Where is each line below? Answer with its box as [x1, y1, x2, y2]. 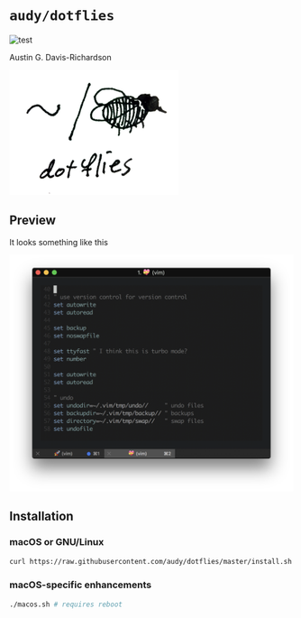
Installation [9, 508, 74, 523]
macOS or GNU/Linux [9, 535, 105, 548]
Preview [9, 213, 57, 228]
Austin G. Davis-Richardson [9, 51, 112, 62]
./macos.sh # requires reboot [9, 600, 123, 609]
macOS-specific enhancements [9, 578, 151, 591]
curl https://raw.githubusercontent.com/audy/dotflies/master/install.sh [9, 558, 293, 567]
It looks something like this [9, 236, 108, 247]
